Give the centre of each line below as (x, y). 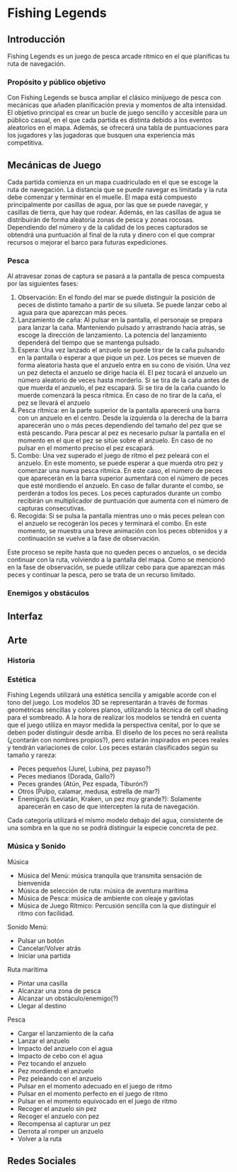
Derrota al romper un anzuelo (60, 1131)
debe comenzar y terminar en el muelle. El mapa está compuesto (102, 197)
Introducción (36, 39)
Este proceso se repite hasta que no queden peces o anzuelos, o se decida (117, 552)
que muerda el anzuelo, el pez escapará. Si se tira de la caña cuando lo (122, 388)
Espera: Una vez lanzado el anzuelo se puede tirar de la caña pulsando (121, 350)
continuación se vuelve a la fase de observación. (89, 538)
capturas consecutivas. (52, 508)
